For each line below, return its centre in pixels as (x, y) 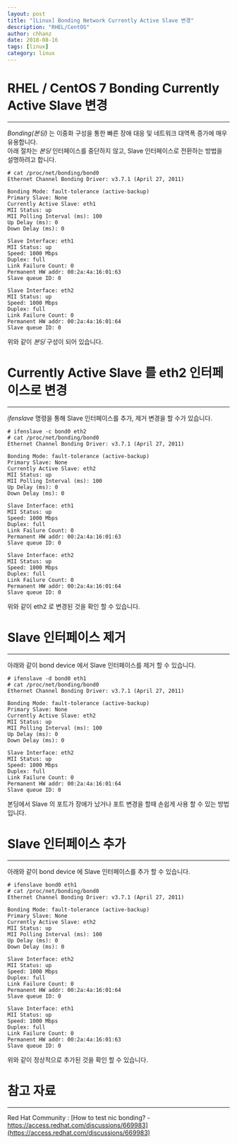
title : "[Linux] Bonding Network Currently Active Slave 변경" (101, 21)
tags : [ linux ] (28, 47)
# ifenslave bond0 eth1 (42, 885)
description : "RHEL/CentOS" (49, 27)
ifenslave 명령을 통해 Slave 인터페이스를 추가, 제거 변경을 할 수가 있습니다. (110, 418)
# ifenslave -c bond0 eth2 (47, 431)
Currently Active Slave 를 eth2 (97, 373)
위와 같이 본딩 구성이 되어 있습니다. (55, 342)
